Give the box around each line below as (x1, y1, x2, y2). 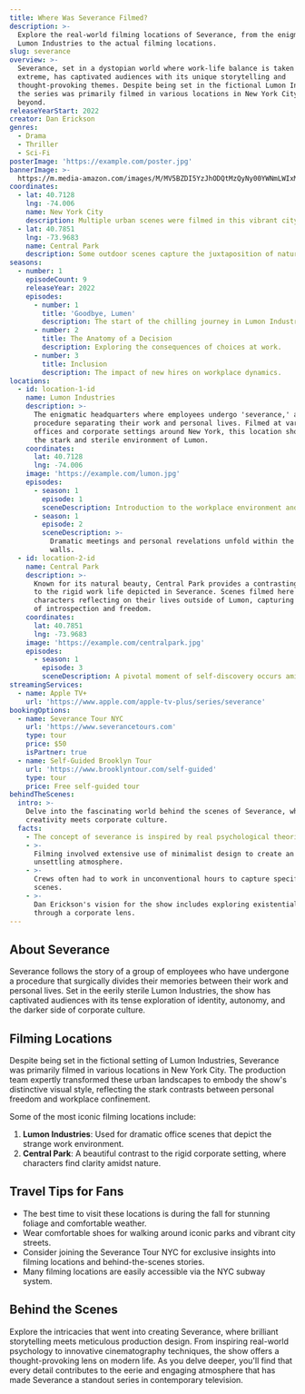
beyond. (17, 97, 47, 107)
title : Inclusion (42, 360, 107, 369)
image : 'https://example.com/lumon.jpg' (25, 470, 181, 479)
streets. (22, 1237, 52, 1248)
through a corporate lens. (33, 908, 136, 917)
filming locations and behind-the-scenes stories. (22, 1256, 205, 1267)
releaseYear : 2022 (25, 283, 95, 292)
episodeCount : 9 (25, 275, 88, 284)
